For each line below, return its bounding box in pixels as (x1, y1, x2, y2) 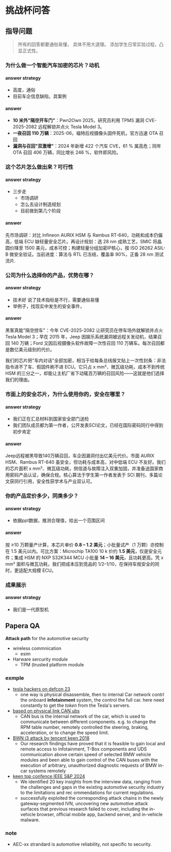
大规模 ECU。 (27, 567, 56, 573)
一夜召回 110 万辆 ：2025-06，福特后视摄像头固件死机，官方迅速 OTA (12, 130, 158, 136)
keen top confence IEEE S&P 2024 (12, 773, 85, 779)
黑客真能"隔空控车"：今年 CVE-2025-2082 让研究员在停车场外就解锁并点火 (5, 327, 163, 333)
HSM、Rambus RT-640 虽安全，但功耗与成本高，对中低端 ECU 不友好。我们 (5, 459, 166, 465)
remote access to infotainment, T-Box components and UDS (20, 746, 147, 752)
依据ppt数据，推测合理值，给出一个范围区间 (12, 518, 105, 524)
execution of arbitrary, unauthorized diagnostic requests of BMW (20, 762, 157, 768)
